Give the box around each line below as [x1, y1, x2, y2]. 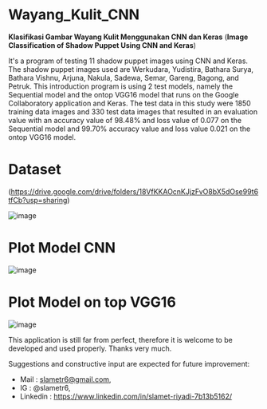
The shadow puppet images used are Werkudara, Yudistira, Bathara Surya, [8, 64, 253, 73]
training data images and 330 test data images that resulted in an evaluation [8, 106, 257, 117]
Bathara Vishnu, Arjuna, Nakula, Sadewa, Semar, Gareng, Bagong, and [8, 73, 239, 82]
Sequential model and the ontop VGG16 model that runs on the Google [8, 89, 239, 99]
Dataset [8, 161, 61, 179]
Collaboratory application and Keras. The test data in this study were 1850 [8, 98, 251, 108]
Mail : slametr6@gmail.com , [19, 374, 112, 384]
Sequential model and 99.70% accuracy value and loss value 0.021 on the [8, 124, 251, 133]
